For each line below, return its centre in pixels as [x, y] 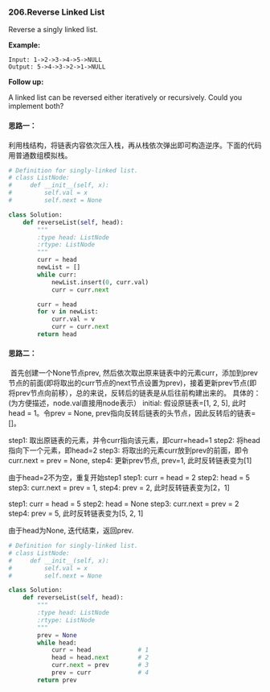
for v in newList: [68, 312]
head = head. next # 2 [100, 658]
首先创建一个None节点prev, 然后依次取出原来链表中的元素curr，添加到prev [134, 373]
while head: [57, 643]
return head [57, 334]
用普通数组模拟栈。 [40, 155]
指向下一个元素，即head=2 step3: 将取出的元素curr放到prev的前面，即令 [129, 450]
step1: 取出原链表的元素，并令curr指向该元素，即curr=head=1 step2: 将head [135, 441]
